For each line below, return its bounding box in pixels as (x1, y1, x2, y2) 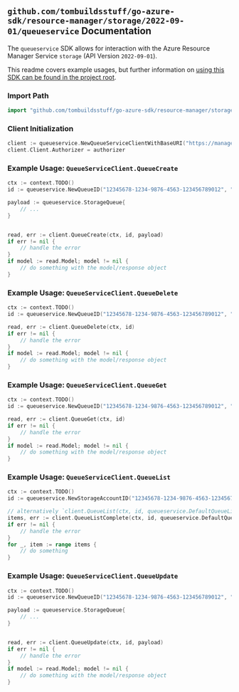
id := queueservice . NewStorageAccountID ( (7, 495, 132, 502)
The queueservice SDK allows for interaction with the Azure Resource (7, 43, 211, 53)
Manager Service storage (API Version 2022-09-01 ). (7, 51, 158, 60)
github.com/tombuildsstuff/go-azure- (7, 6, 175, 17)
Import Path (7, 90, 49, 100)
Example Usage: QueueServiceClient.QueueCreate (7, 163, 179, 173)
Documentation (81, 25, 152, 37)
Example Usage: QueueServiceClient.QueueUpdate (7, 571, 179, 581)
